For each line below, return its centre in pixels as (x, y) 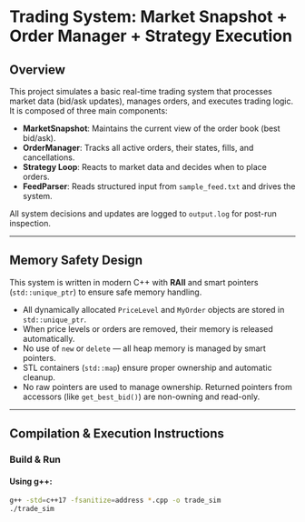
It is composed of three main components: (89, 110)
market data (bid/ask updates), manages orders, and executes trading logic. (152, 101)
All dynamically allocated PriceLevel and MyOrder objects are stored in (153, 309)
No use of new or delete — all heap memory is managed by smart (144, 348)
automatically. (49, 338)
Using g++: (31, 481)
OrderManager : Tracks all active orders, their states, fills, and (138, 148)
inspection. (30, 223)
